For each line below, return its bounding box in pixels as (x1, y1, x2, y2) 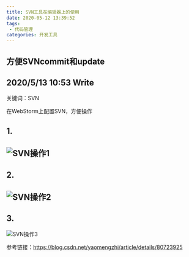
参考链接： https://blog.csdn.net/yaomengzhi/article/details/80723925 (6, 243, 183, 251)
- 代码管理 (9, 26, 34, 33)
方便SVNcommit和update (6, 56, 105, 66)
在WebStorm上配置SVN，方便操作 (6, 108, 93, 115)
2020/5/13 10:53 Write (6, 77, 94, 88)
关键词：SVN (6, 95, 40, 102)
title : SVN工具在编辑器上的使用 (6, 9, 80, 15)
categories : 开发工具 (6, 32, 58, 38)
